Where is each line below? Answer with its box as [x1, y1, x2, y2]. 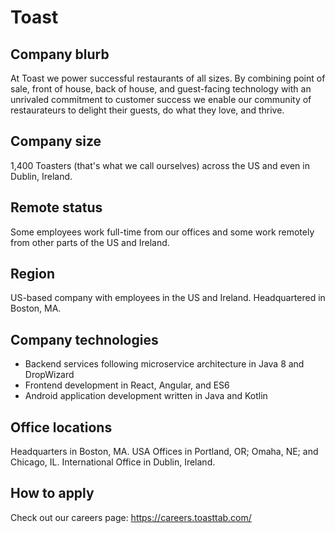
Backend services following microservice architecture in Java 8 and [24, 358, 305, 370]
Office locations [10, 419, 113, 436]
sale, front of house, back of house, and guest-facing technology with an [10, 83, 312, 95]
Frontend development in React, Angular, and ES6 [24, 379, 230, 391]
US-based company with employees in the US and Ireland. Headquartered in [10, 292, 326, 304]
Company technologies [10, 331, 159, 348]
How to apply [10, 485, 95, 502]
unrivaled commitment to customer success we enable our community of [10, 94, 312, 105]
